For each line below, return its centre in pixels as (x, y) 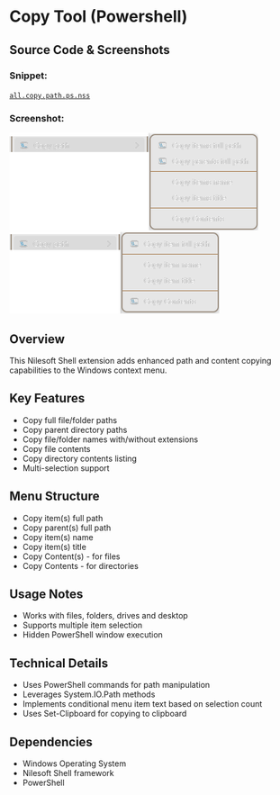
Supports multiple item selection (82, 625)
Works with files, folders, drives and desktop (105, 616)
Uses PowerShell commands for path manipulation (116, 685)
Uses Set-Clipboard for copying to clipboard (104, 714)
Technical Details (59, 663)
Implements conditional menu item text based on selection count (142, 704)
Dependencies (51, 741)
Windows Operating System (74, 763)
